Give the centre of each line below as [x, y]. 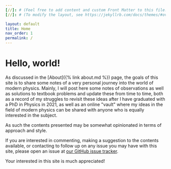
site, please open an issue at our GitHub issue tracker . [62, 151]
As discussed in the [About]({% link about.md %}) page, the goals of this [82, 77]
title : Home [18, 29]
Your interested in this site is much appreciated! [55, 161]
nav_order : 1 [19, 34]
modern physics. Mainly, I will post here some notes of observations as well [84, 88]
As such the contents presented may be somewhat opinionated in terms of [83, 125]
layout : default [22, 24]
